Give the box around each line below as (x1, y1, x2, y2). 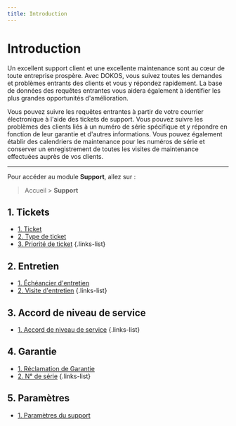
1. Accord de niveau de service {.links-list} (17, 325, 140, 334)
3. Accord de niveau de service (7, 306, 146, 318)
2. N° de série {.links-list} (17, 372, 91, 380)
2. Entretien (7, 260, 60, 272)
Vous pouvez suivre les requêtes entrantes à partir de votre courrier (7, 107, 204, 116)
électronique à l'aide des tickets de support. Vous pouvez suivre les (7, 115, 204, 123)
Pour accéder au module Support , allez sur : (7, 172, 136, 181)
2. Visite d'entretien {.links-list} (17, 286, 107, 295)
